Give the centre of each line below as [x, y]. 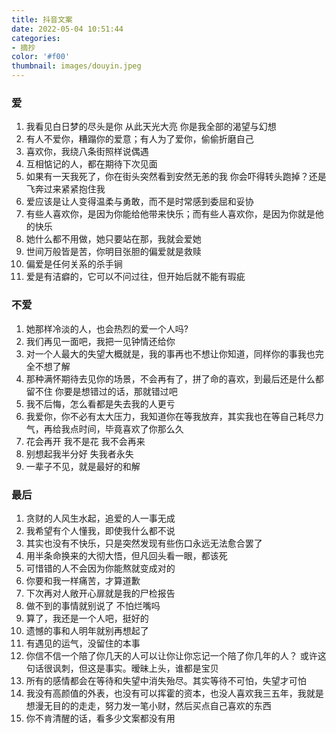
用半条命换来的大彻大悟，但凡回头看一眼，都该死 [126, 555]
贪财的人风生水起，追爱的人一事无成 [100, 518]
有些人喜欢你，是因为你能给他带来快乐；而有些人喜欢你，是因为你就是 [170, 214]
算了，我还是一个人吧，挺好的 [87, 618]
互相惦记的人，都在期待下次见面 [91, 164]
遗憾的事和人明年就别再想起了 [87, 630]
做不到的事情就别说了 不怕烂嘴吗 [93, 605]
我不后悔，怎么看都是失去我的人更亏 [100, 403]
